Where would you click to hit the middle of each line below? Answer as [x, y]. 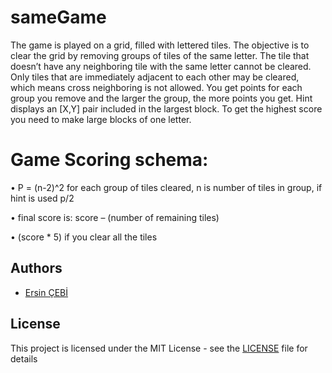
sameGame [58, 17]
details [24, 358]
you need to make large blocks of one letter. [101, 119]
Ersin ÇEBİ [46, 292]
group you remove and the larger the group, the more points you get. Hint [161, 98]
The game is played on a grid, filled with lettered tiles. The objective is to [160, 45]
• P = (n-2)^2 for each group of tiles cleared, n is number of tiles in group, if [166, 187]
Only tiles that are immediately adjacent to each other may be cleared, [155, 77]
